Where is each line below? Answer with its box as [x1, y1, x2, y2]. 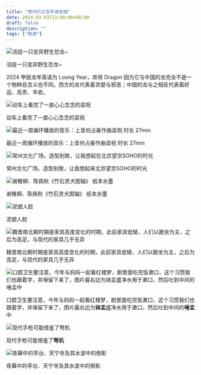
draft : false [6, 20, 39, 26]
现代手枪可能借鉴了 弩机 [6, 337, 64, 344]
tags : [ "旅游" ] [6, 31, 42, 37]
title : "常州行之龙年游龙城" [6, 8, 71, 15]
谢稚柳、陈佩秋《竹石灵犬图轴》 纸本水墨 [6, 190, 108, 197]
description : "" [6, 25, 47, 32]
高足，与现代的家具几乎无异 [6, 256, 75, 263]
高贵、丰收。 [16, 89, 48, 96]
